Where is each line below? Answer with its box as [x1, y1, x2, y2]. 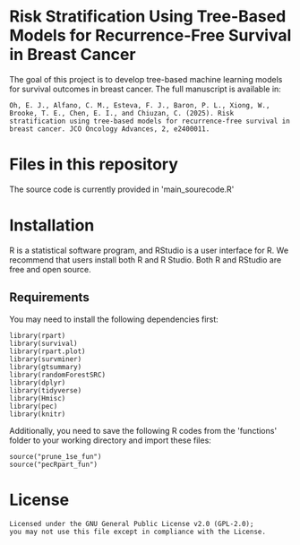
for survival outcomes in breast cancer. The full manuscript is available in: [9, 83, 282, 94]
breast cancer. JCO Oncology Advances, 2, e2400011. [9, 124, 210, 134]
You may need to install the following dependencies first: [9, 314, 219, 324]
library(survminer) [9, 354, 82, 364]
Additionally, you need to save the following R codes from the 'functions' [9, 425, 278, 436]
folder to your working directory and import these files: [9, 435, 212, 446]
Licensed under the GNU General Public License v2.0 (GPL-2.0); [9, 519, 254, 528]
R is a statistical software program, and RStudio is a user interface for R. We [9, 245, 289, 255]
